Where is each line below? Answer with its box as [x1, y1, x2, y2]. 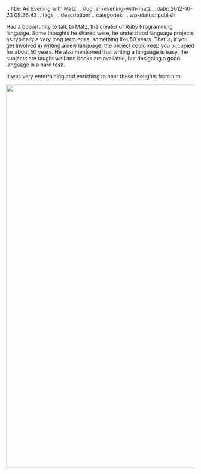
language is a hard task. [6, 61, 65, 68]
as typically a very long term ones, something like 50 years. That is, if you [6, 36, 188, 42]
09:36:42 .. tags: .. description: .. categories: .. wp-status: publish [14, 11, 176, 19]
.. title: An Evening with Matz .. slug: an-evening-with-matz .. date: [6, 5, 169, 12]
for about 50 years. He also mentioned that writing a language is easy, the [6, 48, 188, 56]
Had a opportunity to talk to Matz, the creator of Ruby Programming [6, 23, 173, 30]
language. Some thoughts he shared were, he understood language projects [6, 29, 194, 37]
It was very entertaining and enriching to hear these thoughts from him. [6, 73, 182, 80]
